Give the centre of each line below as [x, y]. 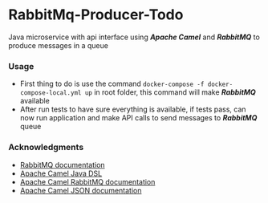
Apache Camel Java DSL [61, 173]
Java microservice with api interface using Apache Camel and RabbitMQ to [134, 37]
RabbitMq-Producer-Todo [96, 15]
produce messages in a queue [58, 45]
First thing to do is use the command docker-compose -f [112, 84]
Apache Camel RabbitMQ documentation [87, 181]
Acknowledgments [46, 148]
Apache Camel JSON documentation [81, 190]
